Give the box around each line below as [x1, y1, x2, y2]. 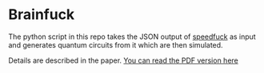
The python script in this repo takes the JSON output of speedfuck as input [8, 32, 256, 41]
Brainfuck [8, 6, 75, 24]
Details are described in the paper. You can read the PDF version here [8, 56, 238, 65]
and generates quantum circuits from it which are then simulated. [8, 40, 223, 49]
